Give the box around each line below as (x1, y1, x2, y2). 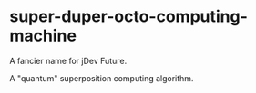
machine (9, 25, 77, 46)
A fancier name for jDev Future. (9, 55, 128, 66)
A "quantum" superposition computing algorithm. (9, 72, 194, 83)
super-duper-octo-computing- (9, 6, 249, 27)
